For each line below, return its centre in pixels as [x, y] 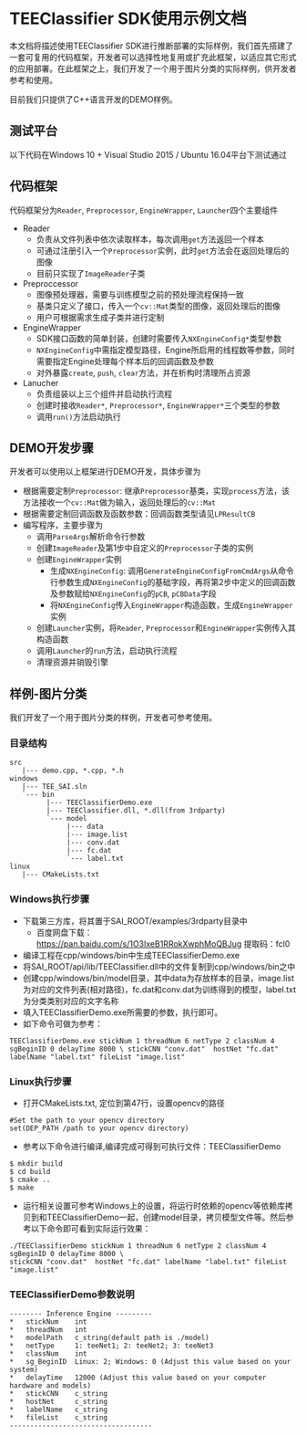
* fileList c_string [58, 1418]
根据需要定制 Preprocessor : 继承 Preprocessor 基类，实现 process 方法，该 [156, 491]
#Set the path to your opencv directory [87, 1121]
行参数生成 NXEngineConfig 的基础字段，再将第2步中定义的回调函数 [173, 582]
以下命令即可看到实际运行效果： [91, 1229]
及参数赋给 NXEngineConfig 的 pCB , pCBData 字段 [133, 593]
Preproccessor [51, 283]
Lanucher [41, 383]
